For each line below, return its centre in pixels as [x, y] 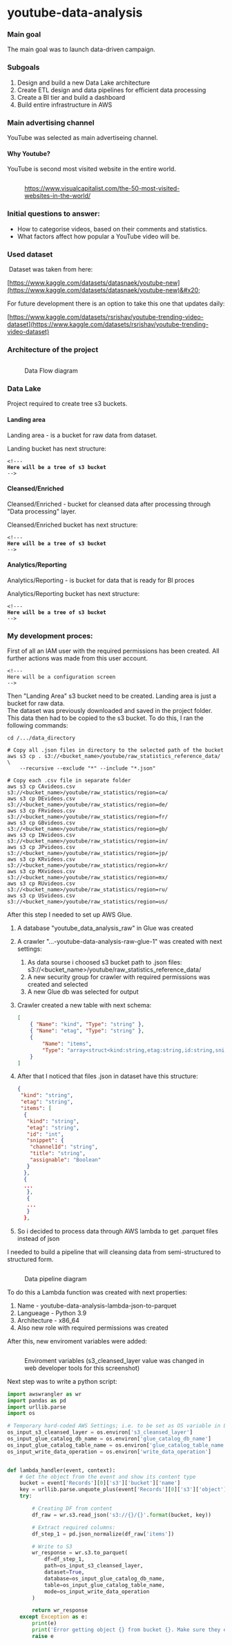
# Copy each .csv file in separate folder [69, 781]
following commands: [38, 725]
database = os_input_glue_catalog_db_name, [105, 1578]
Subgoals [23, 67]
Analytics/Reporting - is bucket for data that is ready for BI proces [101, 581]
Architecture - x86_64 [48, 1320]
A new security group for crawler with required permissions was [119, 977]
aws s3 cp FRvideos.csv [41, 811]
